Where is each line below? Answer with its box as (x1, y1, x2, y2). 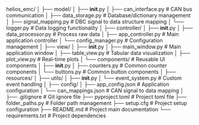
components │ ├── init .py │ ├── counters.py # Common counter (6, 62, 168, 69)
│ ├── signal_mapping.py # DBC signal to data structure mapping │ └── (6, 18, 184, 25)
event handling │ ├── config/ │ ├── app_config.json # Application (6, 81, 170, 88)
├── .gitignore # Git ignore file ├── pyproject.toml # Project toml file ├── (6, 93, 187, 100)
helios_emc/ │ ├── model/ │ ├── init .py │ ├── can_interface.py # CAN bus (6, 6, 192, 12)
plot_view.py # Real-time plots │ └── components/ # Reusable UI (6, 56, 166, 63)
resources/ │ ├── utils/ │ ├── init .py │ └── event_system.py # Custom (6, 74, 182, 81)
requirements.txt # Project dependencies (6, 112, 107, 119)
